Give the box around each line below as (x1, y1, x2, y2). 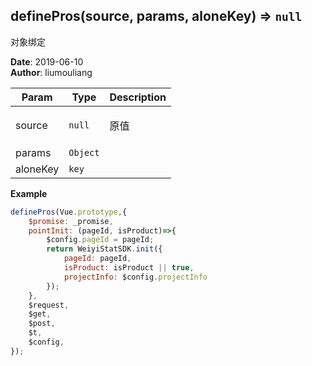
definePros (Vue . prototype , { (10, 207, 128, 217)
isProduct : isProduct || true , (63, 263, 195, 273)
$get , (28, 309, 52, 319)
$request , (28, 300, 70, 310)
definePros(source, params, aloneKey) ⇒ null (10, 8, 303, 25)
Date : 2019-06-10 (10, 55, 84, 68)
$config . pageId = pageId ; (46, 235, 155, 245)
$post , (28, 319, 56, 329)
